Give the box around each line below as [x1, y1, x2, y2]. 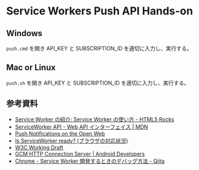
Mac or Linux [6, 62, 56, 73]
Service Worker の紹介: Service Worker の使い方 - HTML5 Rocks [14, 115, 174, 123]
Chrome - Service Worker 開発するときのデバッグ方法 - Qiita [14, 157, 165, 165]
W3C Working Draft [14, 144, 64, 151]
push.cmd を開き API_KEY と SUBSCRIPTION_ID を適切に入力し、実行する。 [6, 45, 192, 52]
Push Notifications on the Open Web [14, 130, 105, 137]
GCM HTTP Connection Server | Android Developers [14, 150, 145, 157]
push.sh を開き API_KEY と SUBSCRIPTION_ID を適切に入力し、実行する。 [6, 79, 190, 87]
